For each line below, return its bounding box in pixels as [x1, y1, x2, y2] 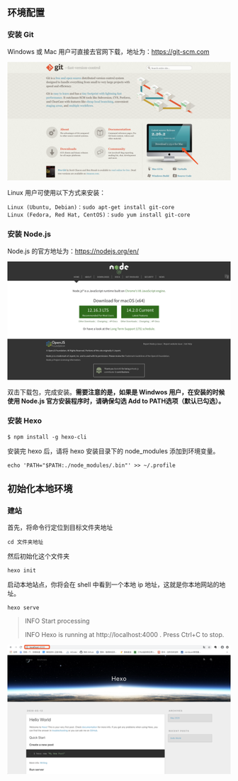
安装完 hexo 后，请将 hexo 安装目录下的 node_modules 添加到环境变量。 [7, 446, 220, 455]
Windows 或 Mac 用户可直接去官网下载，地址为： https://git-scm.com [7, 47, 210, 55]
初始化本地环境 [7, 483, 73, 495]
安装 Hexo [7, 416, 42, 426]
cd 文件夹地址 [7, 538, 44, 546]
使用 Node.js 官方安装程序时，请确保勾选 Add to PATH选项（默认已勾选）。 [7, 397, 225, 405]
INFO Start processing [24, 616, 90, 626]
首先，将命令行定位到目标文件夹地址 [7, 524, 113, 532]
